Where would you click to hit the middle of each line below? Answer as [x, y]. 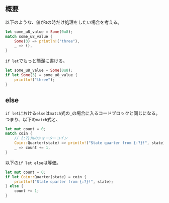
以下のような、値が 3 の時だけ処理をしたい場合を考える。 [64, 22]
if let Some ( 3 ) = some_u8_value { [41, 75]
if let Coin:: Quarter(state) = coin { [46, 177]
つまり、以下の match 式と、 [33, 119]
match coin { [19, 134]
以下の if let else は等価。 [33, 163]
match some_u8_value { [29, 36]
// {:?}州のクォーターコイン [41, 138]
